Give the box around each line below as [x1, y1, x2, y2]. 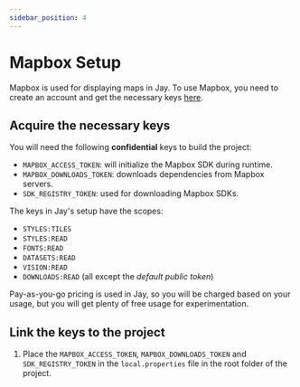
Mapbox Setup [9, 52, 122, 72]
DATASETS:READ [22, 254, 76, 263]
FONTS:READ [22, 244, 64, 253]
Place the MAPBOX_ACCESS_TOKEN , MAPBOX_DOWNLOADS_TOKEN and [22, 349, 247, 360]
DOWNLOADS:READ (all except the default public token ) [22, 271, 214, 282]
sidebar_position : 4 [9, 13, 88, 23]
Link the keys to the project [9, 325, 165, 340]
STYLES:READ [22, 234, 68, 244]
